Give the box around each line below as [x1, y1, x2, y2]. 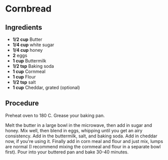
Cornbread [5, 3, 52, 15]
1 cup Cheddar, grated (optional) [12, 85, 80, 91]
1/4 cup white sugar [12, 42, 54, 48]
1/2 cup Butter [12, 36, 43, 42]
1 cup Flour [12, 74, 36, 79]
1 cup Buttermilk [12, 58, 46, 63]
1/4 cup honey [12, 47, 43, 53]
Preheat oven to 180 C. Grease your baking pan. [5, 112, 105, 118]
